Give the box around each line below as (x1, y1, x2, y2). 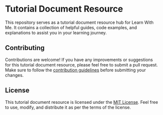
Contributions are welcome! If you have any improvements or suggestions (5, 57, 153, 63)
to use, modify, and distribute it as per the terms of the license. (5, 104, 131, 110)
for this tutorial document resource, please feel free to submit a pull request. (5, 62, 158, 67)
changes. (5, 72, 24, 78)
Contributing (5, 44, 45, 52)
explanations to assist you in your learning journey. (5, 30, 107, 35)
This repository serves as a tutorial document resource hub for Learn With (5, 19, 154, 25)
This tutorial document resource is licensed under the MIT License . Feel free (5, 99, 158, 105)
